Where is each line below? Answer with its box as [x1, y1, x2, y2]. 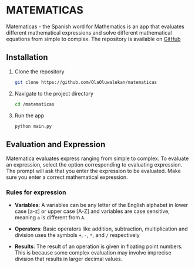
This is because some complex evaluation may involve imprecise [14, 249, 172, 256]
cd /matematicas [14, 101, 55, 107]
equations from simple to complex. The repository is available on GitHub [6, 35, 181, 42]
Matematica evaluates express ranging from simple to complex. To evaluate [6, 155, 189, 162]
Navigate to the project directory [14, 90, 94, 97]
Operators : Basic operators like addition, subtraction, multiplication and [14, 225, 188, 232]
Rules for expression [6, 188, 66, 196]
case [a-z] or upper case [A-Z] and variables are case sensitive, [14, 208, 170, 215]
